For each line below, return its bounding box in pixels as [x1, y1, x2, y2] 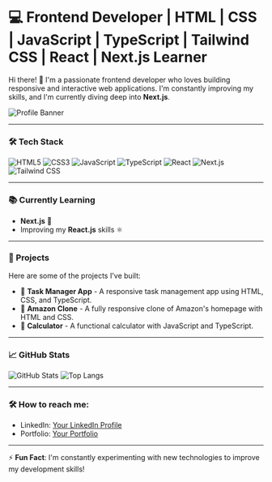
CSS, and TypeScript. [19, 295, 92, 305]
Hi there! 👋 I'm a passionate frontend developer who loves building [8, 75, 231, 84]
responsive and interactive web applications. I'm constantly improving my [8, 83, 253, 93]
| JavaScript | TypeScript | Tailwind [8, 31, 249, 49]
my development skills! [8, 464, 85, 474]
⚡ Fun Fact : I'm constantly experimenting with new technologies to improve [8, 453, 261, 463]
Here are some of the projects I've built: [8, 271, 141, 280]
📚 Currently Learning [8, 194, 96, 206]
